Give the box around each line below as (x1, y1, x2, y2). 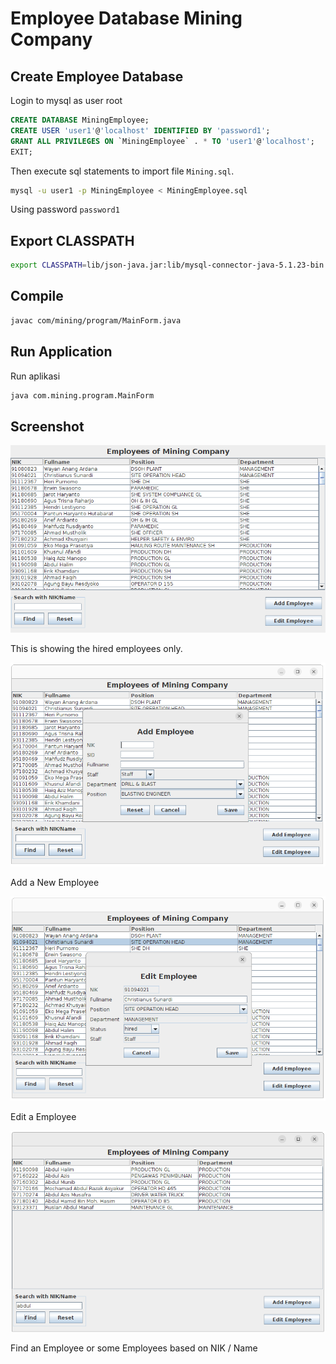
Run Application (10, 343, 113, 361)
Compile (10, 288, 64, 305)
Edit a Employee (10, 1110, 77, 1122)
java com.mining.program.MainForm (10, 390, 155, 401)
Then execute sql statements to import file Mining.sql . (10, 165, 235, 177)
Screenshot (10, 418, 85, 435)
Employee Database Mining (10, 7, 243, 30)
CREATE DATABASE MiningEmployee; (10, 115, 150, 125)
